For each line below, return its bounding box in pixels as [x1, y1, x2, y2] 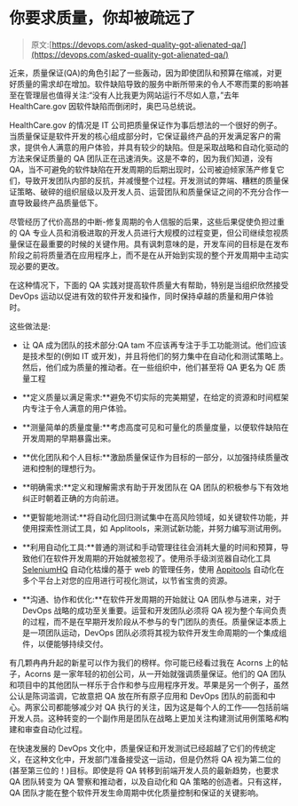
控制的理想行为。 [37, 463, 100, 474]
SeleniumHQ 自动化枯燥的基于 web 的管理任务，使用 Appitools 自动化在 [21, 563, 285, 574]
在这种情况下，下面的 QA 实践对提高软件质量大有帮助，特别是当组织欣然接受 [9, 279, 289, 290]
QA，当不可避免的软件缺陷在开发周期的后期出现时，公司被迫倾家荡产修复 [9, 164, 277, 174]
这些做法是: [9, 321, 51, 331]
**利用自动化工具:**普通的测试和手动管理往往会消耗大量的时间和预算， [21, 541, 281, 552]
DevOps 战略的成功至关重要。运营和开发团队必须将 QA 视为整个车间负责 [21, 605, 287, 616]
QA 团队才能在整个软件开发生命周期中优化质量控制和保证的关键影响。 [9, 787, 263, 798]
